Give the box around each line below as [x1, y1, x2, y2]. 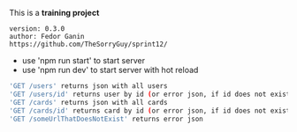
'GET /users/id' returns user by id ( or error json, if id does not [9, 90, 267, 99]
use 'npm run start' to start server [21, 55, 146, 65]
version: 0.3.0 [9, 25, 65, 33]
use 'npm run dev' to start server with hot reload [21, 65, 199, 75]
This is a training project [9, 8, 100, 18]
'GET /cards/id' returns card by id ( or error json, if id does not [9, 106, 267, 115]
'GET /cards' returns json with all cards [9, 98, 168, 106]
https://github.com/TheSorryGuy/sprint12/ [9, 40, 168, 48]
